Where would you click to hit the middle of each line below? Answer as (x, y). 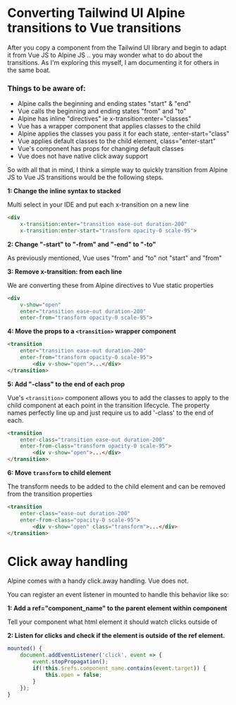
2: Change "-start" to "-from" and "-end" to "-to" (82, 244)
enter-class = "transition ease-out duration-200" (93, 440)
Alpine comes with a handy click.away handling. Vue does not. (98, 581)
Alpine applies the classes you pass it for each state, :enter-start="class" (123, 134)
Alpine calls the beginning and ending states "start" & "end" (104, 104)
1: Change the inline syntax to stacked (64, 191)
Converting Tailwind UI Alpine (96, 13)
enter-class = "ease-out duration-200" (75, 513)
